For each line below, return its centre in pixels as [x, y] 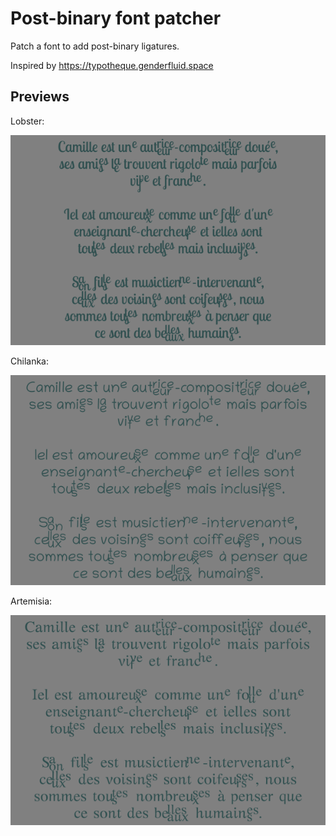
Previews [40, 97]
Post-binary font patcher [116, 18]
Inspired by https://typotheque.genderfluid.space [112, 65]
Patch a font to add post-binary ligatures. [95, 46]
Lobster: [27, 121]
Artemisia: [31, 601]
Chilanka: [29, 361]
